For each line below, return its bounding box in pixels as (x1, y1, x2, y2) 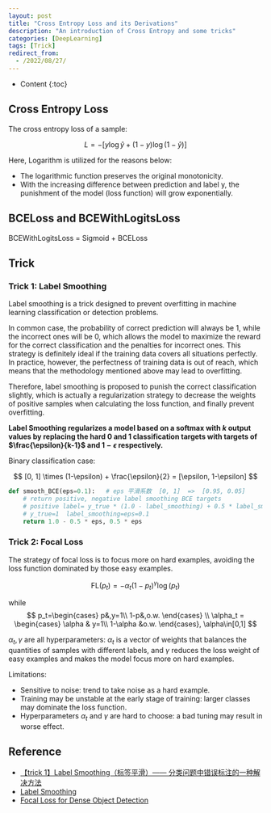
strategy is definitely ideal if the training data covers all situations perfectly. (8, 349, 258, 359)
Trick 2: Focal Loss (8, 537, 84, 548)
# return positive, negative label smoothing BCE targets (23, 495, 222, 503)
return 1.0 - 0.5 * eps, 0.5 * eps (23, 517, 143, 525)
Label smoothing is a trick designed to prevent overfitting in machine (8, 299, 236, 309)
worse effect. (19, 721, 65, 731)
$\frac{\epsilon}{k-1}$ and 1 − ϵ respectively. (8, 440, 164, 450)
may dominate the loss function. (19, 702, 127, 712)
